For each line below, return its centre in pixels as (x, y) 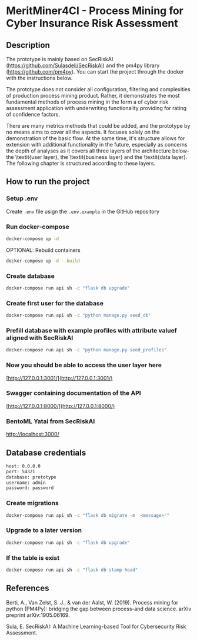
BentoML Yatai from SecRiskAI (51, 421)
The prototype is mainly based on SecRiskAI (60, 59)
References (28, 588)
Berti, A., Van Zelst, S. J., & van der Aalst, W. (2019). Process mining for (92, 602)
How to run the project (48, 182)
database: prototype (31, 477)
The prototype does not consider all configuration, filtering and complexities (98, 89)
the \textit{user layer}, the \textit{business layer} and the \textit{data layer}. (97, 157)
